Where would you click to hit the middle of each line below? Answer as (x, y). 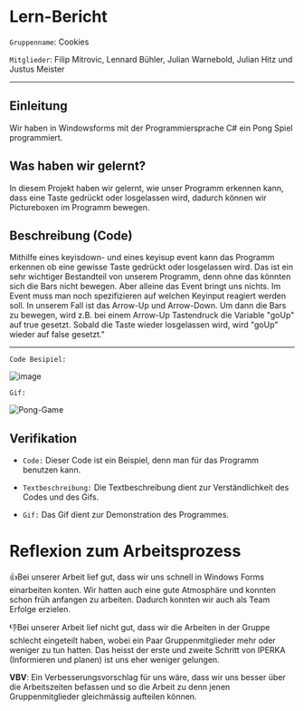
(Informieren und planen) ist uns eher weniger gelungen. (114, 660)
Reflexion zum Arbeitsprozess (125, 551)
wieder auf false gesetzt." (57, 335)
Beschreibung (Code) (71, 235)
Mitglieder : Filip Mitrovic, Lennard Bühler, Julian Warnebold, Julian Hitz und (151, 59)
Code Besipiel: (38, 360)
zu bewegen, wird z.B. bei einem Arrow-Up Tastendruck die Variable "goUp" (152, 316)
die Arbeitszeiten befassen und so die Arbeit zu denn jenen (120, 687)
